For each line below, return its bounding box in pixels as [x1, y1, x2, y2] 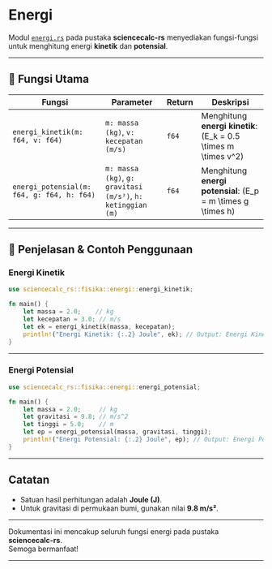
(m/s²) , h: [104, 190, 143, 201]
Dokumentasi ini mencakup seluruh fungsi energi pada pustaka [8, 526, 219, 537]
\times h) [201, 205, 236, 217]
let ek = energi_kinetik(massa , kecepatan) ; [23, 322, 176, 330]
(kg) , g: [104, 172, 135, 183]
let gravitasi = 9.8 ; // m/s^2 [23, 412, 129, 421]
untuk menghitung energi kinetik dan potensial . [8, 41, 168, 50]
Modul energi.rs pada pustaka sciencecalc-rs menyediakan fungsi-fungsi [8, 32, 259, 42]
